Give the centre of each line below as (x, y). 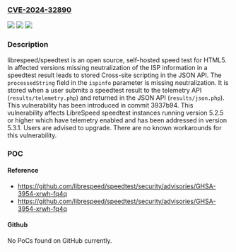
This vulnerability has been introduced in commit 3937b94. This (100, 105)
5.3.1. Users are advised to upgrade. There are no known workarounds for (114, 127)
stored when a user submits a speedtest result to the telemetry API (105, 90)
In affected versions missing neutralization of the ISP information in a (107, 67)
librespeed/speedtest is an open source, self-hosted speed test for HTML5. (117, 60)
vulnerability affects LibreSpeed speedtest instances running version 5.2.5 (116, 113)
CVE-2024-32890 (40, 10)
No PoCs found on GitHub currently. (60, 240)
